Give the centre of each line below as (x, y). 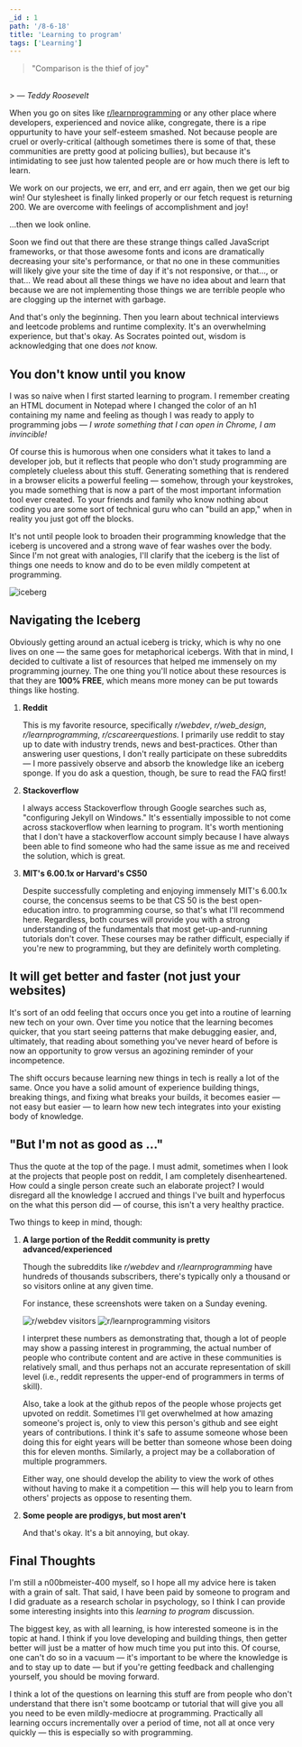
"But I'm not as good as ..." (87, 1145)
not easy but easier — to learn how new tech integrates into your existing (145, 1107)
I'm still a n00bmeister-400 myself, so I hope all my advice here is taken (143, 1583)
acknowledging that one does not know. (83, 346)
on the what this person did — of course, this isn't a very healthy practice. (147, 1204)
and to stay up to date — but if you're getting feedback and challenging (142, 1667)
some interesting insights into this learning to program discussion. (132, 1612)
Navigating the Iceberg (75, 620)
